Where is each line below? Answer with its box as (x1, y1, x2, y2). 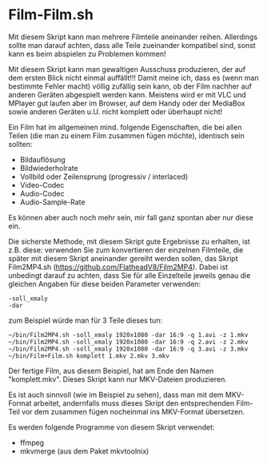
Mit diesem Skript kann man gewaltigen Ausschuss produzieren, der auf (8, 64, 246, 73)
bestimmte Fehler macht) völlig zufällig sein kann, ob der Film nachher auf (8, 81, 252, 91)
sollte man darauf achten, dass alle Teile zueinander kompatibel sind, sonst (8, 40, 256, 50)
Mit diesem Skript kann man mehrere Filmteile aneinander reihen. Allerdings (8, 32, 258, 42)
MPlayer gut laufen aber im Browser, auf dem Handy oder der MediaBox (8, 98, 245, 108)
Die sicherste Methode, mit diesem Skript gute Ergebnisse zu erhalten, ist (8, 236, 250, 246)
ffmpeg (19, 438, 45, 447)
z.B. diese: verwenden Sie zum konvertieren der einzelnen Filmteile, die (8, 245, 244, 255)
